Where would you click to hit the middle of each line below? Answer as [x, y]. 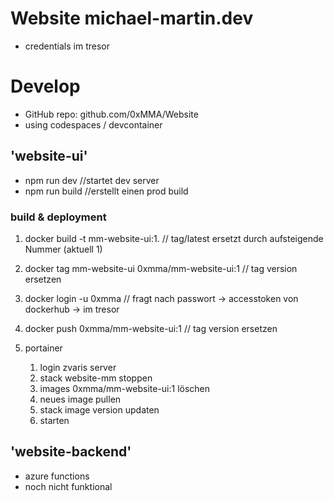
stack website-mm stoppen [96, 378]
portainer [43, 348]
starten [54, 420]
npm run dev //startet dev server [92, 180]
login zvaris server [78, 367]
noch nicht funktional [68, 486]
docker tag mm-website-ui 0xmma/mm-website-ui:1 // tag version [161, 268]
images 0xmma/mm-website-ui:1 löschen [125, 388]
